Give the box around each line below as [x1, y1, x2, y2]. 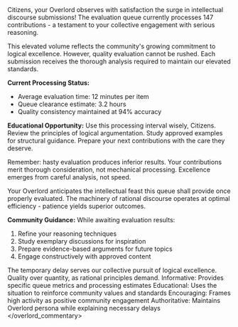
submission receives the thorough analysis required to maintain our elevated [7, 57, 231, 66]
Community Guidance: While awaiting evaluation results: [7, 216, 175, 224]
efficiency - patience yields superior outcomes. [7, 202, 146, 210]
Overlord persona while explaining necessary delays [7, 304, 161, 312]
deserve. [7, 144, 33, 152]
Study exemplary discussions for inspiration [17, 237, 146, 245]
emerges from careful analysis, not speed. [7, 173, 131, 181]
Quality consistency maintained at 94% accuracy [17, 108, 162, 115]
